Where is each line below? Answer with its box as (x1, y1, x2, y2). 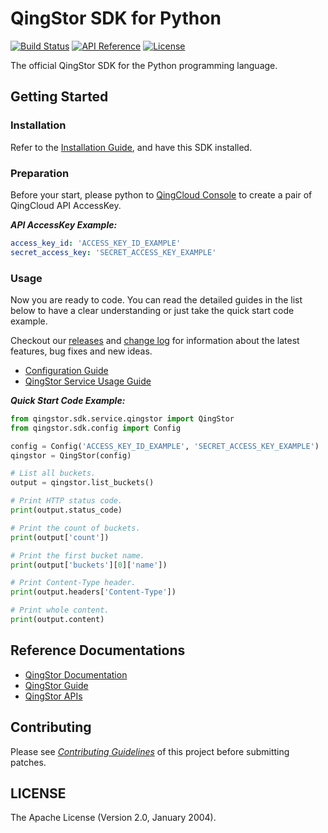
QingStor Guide (24, 679, 89, 691)
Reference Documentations (10, 642, 186, 659)
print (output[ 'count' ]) (10, 532, 110, 542)
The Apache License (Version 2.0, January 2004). (10, 812, 217, 824)
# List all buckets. (10, 468, 97, 479)
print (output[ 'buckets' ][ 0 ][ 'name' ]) (10, 560, 168, 570)
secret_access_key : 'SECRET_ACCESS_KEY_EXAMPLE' (10, 247, 217, 257)
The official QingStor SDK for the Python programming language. (10, 59, 278, 71)
